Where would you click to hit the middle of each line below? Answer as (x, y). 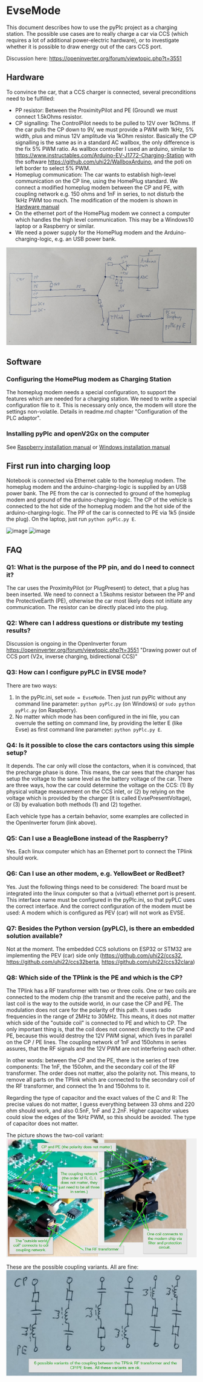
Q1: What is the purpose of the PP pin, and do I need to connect (100, 567)
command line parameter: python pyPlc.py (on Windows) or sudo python (105, 704)
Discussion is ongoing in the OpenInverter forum (66, 644)
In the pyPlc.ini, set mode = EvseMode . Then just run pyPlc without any (100, 697)
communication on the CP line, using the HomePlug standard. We (96, 181)
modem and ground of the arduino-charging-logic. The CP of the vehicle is (99, 500)
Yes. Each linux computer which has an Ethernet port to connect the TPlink (99, 851)
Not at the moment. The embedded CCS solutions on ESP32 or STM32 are (99, 949)
